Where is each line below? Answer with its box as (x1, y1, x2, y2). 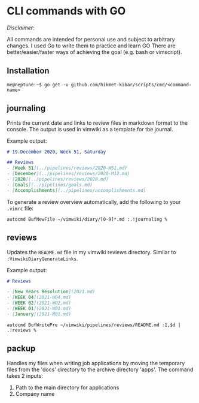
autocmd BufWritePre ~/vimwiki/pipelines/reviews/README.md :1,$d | (7, 322, 181, 328)
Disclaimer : (7, 24, 35, 31)
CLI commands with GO (7, 4, 126, 18)
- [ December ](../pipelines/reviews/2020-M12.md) (7, 171, 130, 177)
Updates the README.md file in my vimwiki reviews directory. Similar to (7, 248, 176, 255)
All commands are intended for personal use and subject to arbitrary (7, 35, 175, 43)
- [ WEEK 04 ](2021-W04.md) (7, 294, 71, 300)
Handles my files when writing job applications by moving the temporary (7, 359, 185, 366)
